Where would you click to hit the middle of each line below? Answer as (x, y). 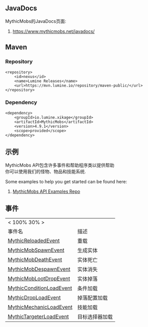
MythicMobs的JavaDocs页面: (36, 21)
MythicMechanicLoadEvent (40, 307)
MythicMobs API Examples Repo (46, 191)
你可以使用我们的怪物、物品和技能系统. (46, 171)
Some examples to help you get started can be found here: (66, 181)
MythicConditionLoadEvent (40, 288)
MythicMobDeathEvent (35, 260)
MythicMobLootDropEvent (39, 279)
